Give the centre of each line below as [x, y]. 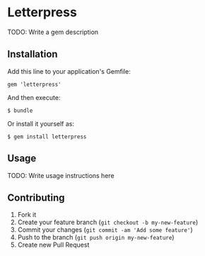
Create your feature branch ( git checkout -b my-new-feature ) [108, 222]
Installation [33, 54]
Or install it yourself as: [41, 123]
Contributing [36, 197]
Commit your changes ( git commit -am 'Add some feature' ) [105, 230]
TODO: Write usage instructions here [61, 175]
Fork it [27, 215]
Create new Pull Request [53, 245]
